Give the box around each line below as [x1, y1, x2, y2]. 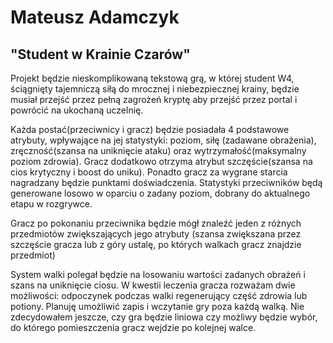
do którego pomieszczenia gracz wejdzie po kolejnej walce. [10, 322, 257, 333]
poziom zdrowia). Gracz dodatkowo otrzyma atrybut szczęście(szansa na [10, 156, 313, 167]
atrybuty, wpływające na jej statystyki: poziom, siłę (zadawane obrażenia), [10, 134, 317, 146]
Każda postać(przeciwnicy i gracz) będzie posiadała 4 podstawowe [10, 124, 290, 135]
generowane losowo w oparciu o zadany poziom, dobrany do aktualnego [10, 187, 311, 199]
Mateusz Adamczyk [10, 6, 180, 29]
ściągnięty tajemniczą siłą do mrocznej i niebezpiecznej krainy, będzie [10, 83, 300, 95]
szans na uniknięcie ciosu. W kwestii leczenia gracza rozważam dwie [10, 279, 296, 291]
